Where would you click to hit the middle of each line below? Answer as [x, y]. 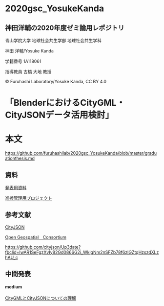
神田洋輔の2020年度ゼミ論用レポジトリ [65, 28]
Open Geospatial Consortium [36, 237]
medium [14, 286]
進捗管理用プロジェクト [29, 198]
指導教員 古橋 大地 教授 [28, 72]
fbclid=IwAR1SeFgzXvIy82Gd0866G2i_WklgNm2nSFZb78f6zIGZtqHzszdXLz [82, 252]
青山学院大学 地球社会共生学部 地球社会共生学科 [53, 40]
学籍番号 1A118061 [23, 61]
